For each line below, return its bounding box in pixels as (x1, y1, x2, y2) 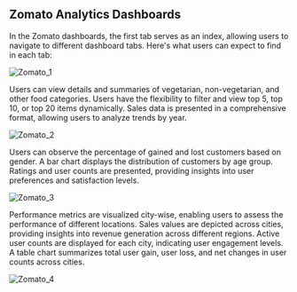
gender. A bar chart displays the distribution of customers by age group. (9, 155, 273, 167)
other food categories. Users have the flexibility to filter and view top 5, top (9, 93, 284, 104)
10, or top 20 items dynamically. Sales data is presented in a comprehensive (9, 102, 286, 114)
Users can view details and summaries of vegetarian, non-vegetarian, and (9, 83, 280, 94)
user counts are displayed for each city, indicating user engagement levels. (9, 237, 284, 248)
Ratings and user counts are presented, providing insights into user (9, 165, 254, 176)
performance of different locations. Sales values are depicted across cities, (9, 218, 284, 229)
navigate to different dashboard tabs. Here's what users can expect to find (9, 40, 282, 51)
